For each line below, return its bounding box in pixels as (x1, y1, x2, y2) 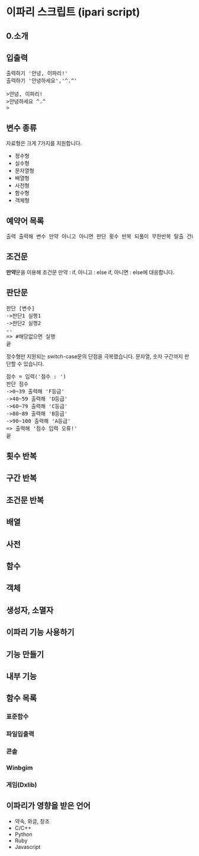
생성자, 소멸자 (6, 605, 54, 615)
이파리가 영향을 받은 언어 (6, 801, 91, 811)
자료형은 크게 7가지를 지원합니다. (6, 140, 82, 147)
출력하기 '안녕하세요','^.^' (6, 78, 78, 84)
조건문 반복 (6, 495, 44, 505)
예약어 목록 (6, 216, 44, 226)
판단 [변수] (6, 305, 35, 311)
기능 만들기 (6, 649, 44, 659)
